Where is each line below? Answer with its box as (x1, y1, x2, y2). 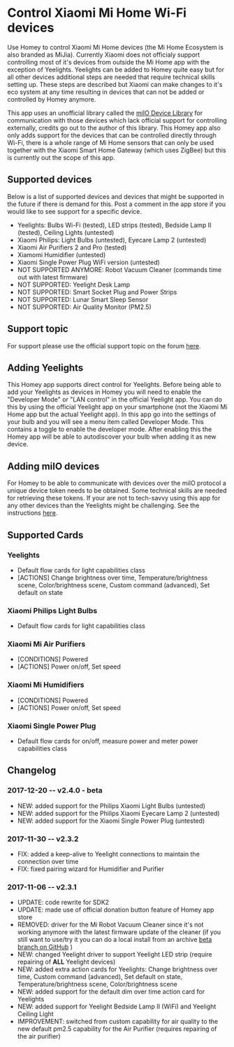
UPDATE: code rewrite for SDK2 (17, 898, 110, 907)
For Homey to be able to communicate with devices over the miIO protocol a (7, 479, 226, 488)
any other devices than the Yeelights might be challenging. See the (7, 501, 200, 509)
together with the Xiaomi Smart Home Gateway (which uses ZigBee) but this (7, 146, 226, 154)
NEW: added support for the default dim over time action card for (17, 987, 205, 996)
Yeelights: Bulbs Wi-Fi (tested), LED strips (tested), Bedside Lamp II (17, 221, 212, 229)
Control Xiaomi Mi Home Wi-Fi (7, 5, 187, 21)
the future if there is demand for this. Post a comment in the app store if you (7, 200, 226, 208)
